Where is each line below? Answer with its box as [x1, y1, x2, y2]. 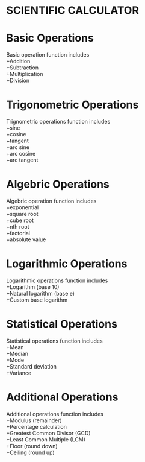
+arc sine [6, 144, 30, 151]
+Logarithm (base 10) [6, 283, 60, 290]
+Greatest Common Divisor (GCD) [6, 429, 91, 437]
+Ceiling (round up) [6, 449, 55, 456]
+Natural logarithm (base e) [6, 290, 75, 297]
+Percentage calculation [6, 423, 67, 430]
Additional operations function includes [6, 410, 104, 417]
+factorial [6, 230, 30, 236]
